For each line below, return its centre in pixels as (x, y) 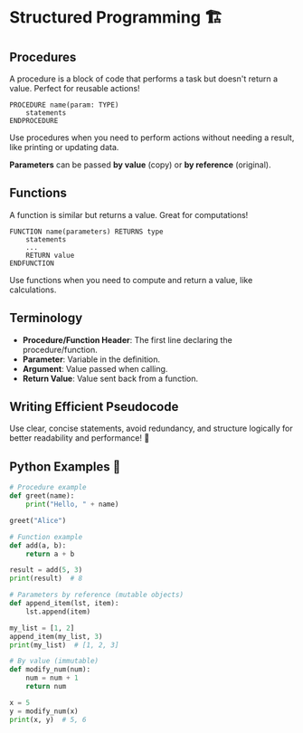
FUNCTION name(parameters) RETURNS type (87, 232)
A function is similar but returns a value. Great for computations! (129, 214)
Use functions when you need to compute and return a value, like (131, 280)
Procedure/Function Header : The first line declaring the (127, 339)
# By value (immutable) (54, 662)
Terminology (46, 318)
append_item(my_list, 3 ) (56, 636)
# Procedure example (48, 488)
